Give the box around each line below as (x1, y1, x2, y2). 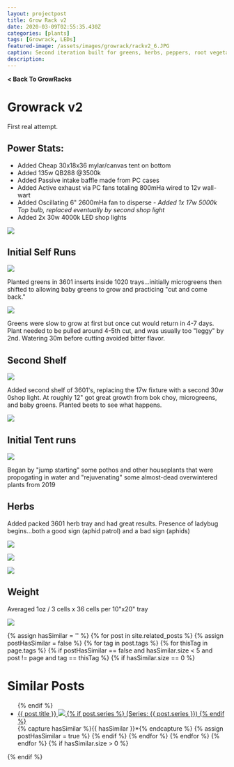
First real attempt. (7, 122, 58, 131)
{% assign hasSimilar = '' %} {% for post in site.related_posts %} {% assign (7, 631, 224, 639)
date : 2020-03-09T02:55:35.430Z (7, 23, 101, 30)
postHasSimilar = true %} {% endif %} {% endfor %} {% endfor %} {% (17, 731, 220, 740)
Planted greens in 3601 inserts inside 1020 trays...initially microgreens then (7, 278, 222, 286)
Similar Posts (7, 678, 85, 694)
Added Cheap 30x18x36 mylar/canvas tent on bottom (17, 161, 171, 170)
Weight (7, 586, 40, 598)
